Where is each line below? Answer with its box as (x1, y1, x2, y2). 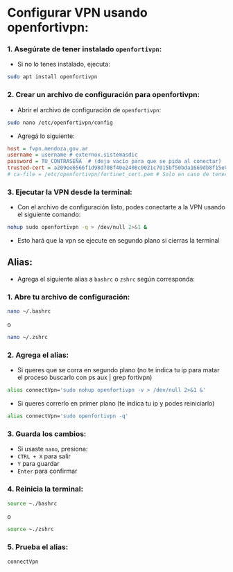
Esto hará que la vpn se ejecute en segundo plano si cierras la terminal (17, 236, 220, 245)
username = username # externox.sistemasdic (7, 151, 138, 159)
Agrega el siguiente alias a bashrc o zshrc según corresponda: (17, 275, 196, 283)
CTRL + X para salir (17, 452, 71, 460)
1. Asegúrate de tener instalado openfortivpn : (7, 44, 162, 54)
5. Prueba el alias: (7, 542, 69, 552)
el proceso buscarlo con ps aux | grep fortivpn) (17, 373, 153, 382)
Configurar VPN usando (7, 5, 148, 21)
